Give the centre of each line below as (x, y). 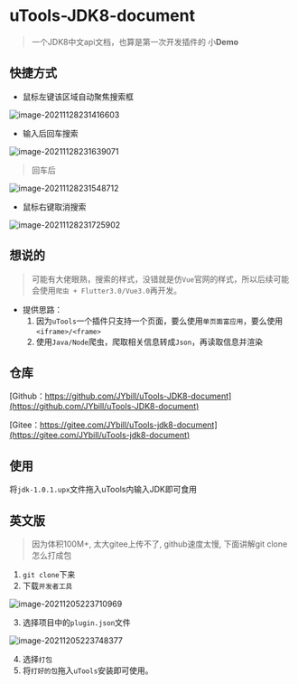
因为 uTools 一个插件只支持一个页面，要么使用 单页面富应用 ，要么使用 (159, 321)
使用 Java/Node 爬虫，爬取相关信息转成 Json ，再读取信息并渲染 (149, 342)
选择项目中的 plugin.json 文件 (76, 623)
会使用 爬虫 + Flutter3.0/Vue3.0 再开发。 (107, 290)
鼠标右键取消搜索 (54, 206)
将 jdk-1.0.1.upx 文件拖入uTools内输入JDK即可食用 (103, 490)
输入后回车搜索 (50, 133)
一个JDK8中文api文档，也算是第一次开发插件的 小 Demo (135, 42)
